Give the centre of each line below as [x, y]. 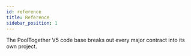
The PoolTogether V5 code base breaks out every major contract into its [95, 40]
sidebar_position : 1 [32, 23]
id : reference [24, 12]
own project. [22, 46]
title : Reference [28, 17]
